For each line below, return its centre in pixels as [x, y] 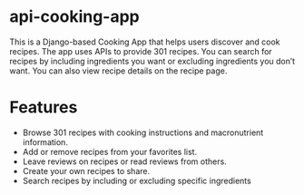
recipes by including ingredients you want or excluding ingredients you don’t [152, 61]
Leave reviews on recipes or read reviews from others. [124, 161]
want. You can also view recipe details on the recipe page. [118, 71]
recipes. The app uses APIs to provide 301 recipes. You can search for [141, 51]
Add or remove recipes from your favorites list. [110, 151]
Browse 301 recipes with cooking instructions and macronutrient [143, 132]
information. [45, 141]
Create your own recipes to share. [86, 171]
